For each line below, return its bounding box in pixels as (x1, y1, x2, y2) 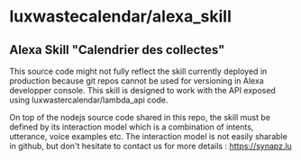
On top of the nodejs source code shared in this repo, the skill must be (9, 112, 270, 122)
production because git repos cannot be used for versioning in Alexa (9, 76, 264, 86)
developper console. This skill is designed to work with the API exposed (9, 85, 277, 95)
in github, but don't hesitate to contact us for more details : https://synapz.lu (9, 141, 293, 151)
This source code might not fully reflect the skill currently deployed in (9, 66, 268, 76)
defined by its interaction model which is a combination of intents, (9, 121, 254, 132)
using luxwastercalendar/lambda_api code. (9, 94, 169, 105)
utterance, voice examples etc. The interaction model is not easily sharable (9, 131, 288, 141)
